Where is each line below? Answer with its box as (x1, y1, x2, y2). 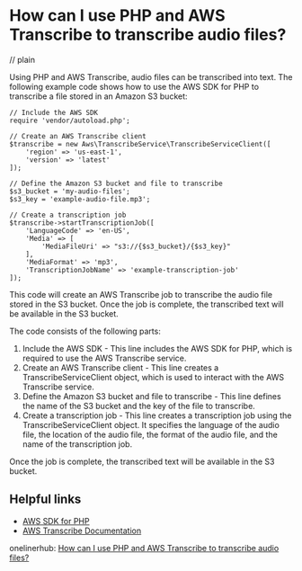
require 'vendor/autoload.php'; (9, 116, 130, 125)
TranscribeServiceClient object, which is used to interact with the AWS (22, 371, 285, 382)
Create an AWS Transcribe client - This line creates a (22, 361, 219, 373)
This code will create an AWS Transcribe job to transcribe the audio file (9, 289, 272, 299)
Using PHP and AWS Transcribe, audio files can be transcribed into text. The (9, 71, 293, 82)
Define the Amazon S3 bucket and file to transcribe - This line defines (22, 390, 281, 401)
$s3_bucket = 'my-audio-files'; (9, 186, 130, 196)
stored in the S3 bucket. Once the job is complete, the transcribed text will (9, 299, 285, 309)
